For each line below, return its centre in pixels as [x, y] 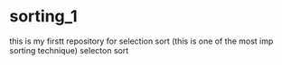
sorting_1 [44, 16]
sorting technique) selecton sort [69, 50]
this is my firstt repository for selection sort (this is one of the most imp [141, 41]
